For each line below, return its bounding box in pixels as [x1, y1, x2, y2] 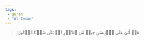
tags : [5, 7, 16, 12]
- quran [7, 12, 23, 17]
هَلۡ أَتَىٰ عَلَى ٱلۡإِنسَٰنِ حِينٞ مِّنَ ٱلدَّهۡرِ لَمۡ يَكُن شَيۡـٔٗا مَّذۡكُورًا [17, 30, 140, 36]
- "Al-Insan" [7, 16, 34, 21]
